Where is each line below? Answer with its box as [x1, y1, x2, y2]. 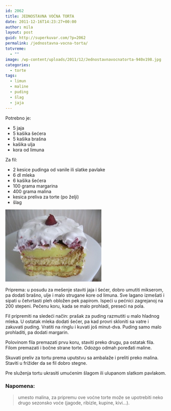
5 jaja [12, 125, 25, 131]
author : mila [5, 25, 33, 30]
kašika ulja [12, 141, 35, 147]
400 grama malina [12, 188, 52, 194]
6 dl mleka [12, 172, 35, 178]
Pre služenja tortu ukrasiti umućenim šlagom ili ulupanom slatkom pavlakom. [5, 369, 166, 376]
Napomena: [5, 382, 35, 389]
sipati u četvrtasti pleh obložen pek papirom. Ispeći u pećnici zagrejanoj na [5, 297, 163, 303]
